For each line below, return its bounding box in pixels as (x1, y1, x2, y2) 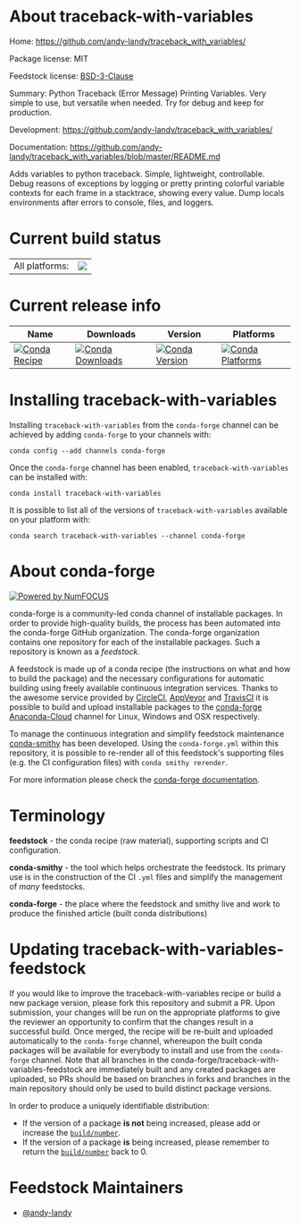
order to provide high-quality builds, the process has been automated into (9, 618, 281, 628)
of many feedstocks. (9, 881, 86, 891)
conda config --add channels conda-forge (9, 446, 166, 456)
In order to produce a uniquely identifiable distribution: (9, 1100, 210, 1111)
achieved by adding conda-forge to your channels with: (9, 429, 212, 439)
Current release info (9, 295, 162, 316)
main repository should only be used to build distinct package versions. (9, 1083, 272, 1094)
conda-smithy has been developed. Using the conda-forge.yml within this (9, 737, 279, 748)
